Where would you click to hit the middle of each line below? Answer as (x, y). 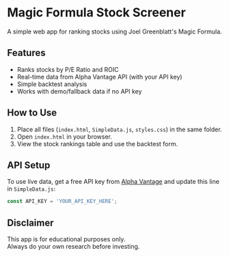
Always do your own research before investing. (73, 247)
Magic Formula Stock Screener (96, 13)
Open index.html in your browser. (65, 136)
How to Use (32, 113)
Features (26, 53)
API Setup (29, 165)
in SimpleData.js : (31, 189)
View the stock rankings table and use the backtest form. (97, 144)
